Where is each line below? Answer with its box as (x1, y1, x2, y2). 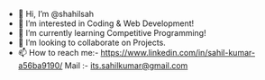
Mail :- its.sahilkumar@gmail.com (64, 60, 188, 71)
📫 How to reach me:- (17, 48, 99, 58)
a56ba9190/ (17, 60, 63, 71)
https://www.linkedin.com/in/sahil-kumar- (100, 48, 255, 58)
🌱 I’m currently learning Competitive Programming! (17, 28, 206, 38)
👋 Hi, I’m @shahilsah (17, 9, 95, 19)
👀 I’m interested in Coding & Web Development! (17, 18, 195, 29)
